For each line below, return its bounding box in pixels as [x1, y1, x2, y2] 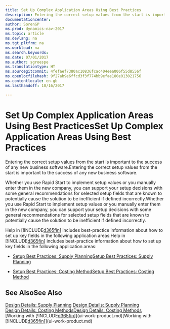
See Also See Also [5, 288, 62, 297]
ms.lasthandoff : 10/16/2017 [5, 83, 65, 88]
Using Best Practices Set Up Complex [5, 120, 163, 132]
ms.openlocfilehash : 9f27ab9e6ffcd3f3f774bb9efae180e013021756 [5, 74, 142, 79]
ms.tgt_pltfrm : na [5, 41, 44, 46]
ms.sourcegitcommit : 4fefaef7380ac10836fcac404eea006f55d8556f [5, 69, 142, 74]
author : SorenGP [5, 21, 39, 27]
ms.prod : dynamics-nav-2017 [5, 26, 65, 32]
